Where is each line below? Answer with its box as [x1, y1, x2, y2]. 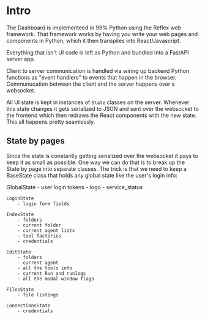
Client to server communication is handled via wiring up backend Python [6, 67, 190, 74]
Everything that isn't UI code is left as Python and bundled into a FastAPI [6, 48, 189, 56]
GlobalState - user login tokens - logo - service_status [6, 183, 143, 190]
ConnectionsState [6, 302, 51, 309]
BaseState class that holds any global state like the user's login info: [6, 171, 177, 179]
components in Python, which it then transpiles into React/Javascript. [6, 37, 181, 44]
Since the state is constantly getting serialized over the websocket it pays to [6, 152, 198, 159]
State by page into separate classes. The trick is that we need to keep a [6, 165, 187, 172]
